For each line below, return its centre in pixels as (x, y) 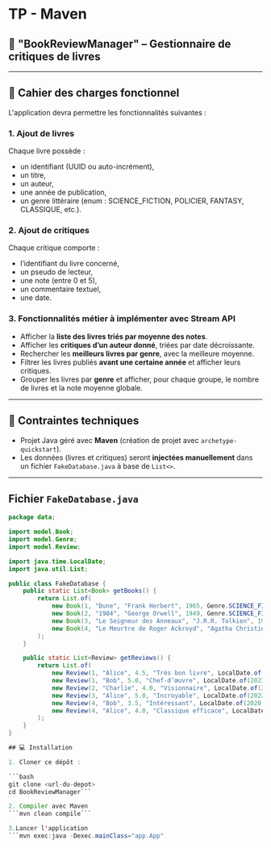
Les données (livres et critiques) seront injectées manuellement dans (136, 457)
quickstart (38, 449)
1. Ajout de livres (42, 133)
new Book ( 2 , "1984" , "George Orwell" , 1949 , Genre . (140, 614)
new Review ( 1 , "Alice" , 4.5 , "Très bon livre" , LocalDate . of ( (158, 673)
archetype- (219, 441)
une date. (36, 298)
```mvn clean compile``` (50, 814)
